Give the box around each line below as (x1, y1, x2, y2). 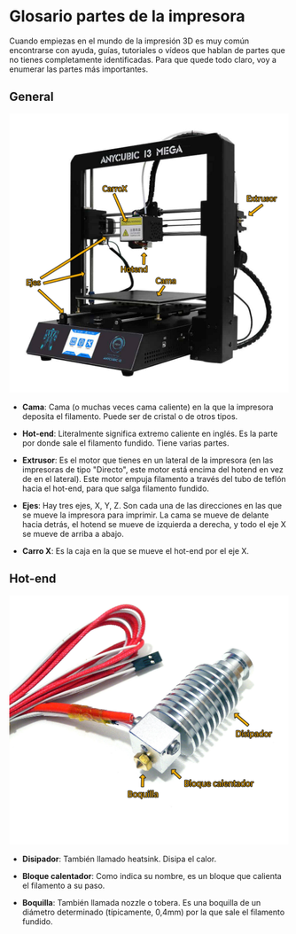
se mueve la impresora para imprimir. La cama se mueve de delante (21, 510, 269, 520)
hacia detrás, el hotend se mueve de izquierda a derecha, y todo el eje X (21, 518, 286, 529)
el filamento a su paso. (21, 880, 105, 891)
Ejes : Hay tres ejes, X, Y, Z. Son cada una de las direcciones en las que (21, 500, 282, 510)
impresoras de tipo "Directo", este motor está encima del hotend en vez (21, 463, 284, 475)
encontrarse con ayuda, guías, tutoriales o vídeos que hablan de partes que (9, 44, 285, 55)
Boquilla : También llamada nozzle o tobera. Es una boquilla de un (21, 897, 261, 907)
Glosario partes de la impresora (9, 6, 245, 27)
